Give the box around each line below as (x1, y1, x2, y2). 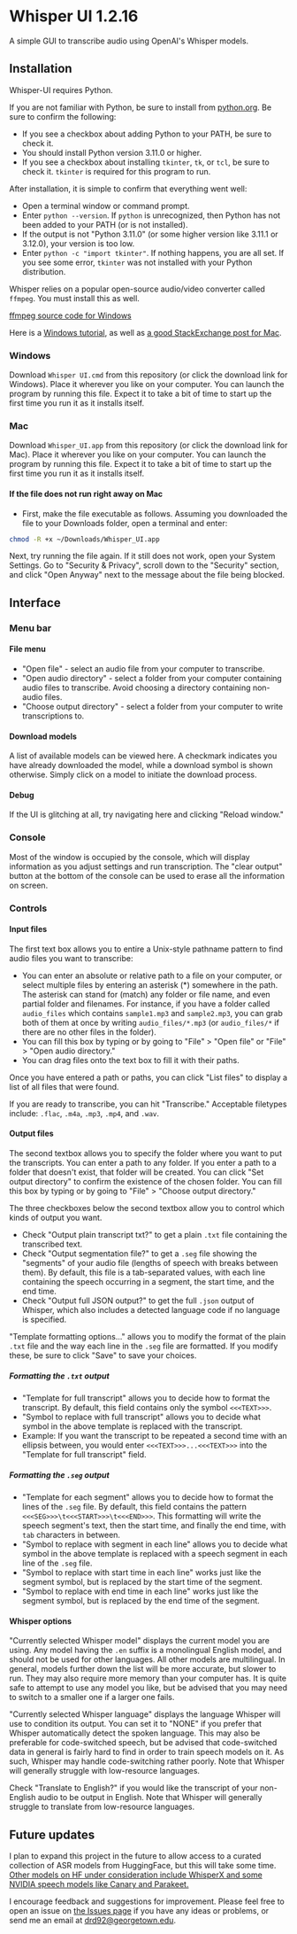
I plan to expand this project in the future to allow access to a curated (9, 1850, 262, 1861)
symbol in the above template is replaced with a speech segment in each (21, 1548, 288, 1558)
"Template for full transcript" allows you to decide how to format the (21, 1393, 270, 1403)
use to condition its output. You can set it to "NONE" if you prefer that (9, 1719, 263, 1729)
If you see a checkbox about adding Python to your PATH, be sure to (21, 128, 272, 139)
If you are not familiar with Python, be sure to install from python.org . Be (9, 102, 272, 113)
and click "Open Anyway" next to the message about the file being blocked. (9, 570, 286, 580)
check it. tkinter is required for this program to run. (21, 166, 211, 176)
